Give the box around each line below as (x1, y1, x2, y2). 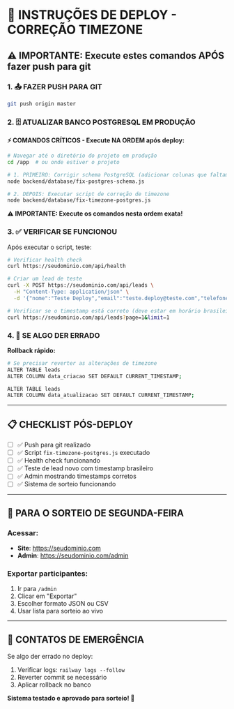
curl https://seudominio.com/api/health (7, 262, 127, 270)
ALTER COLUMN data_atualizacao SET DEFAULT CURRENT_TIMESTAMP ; (7, 391, 195, 399)
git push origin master (7, 100, 77, 107)
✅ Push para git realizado (17, 440, 91, 449)
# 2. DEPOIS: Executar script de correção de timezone (7, 191, 170, 197)
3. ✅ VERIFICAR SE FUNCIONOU (7, 227, 117, 237)
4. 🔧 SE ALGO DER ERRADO (7, 330, 100, 340)
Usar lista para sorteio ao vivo (17, 607, 103, 615)
